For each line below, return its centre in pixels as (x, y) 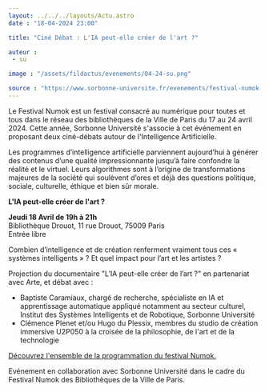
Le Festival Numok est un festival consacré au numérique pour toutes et (127, 111)
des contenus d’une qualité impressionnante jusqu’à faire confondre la (124, 160)
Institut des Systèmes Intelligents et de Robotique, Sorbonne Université (137, 314)
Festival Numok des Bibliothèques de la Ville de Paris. (97, 379)
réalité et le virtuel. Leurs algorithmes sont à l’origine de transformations (127, 169)
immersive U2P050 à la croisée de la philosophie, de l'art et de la (127, 331)
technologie (40, 340)
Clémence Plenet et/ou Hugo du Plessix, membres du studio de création (139, 323)
